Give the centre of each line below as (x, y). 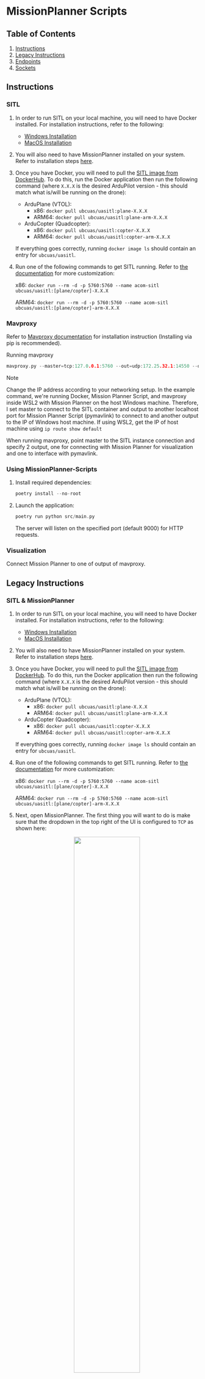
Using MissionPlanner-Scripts (52, 469)
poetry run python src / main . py (55, 517)
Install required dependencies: (53, 482)
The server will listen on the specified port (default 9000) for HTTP (99, 528)
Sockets (25, 68)
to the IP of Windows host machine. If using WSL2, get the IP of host (92, 422)
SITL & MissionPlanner (41, 600)
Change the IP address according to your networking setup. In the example (101, 390)
